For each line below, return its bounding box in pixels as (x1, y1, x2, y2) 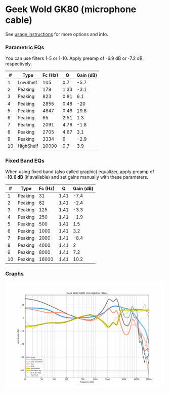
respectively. (5, 61, 32, 67)
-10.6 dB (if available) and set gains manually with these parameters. (5, 174, 148, 180)
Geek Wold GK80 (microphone (5, 4, 137, 15)
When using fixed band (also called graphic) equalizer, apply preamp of (5, 169, 154, 175)
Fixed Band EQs (5, 157, 45, 164)
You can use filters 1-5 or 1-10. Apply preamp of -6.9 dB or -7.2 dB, (5, 55, 144, 61)
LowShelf (17, 79, 37, 85)
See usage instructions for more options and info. (5, 31, 109, 37)
